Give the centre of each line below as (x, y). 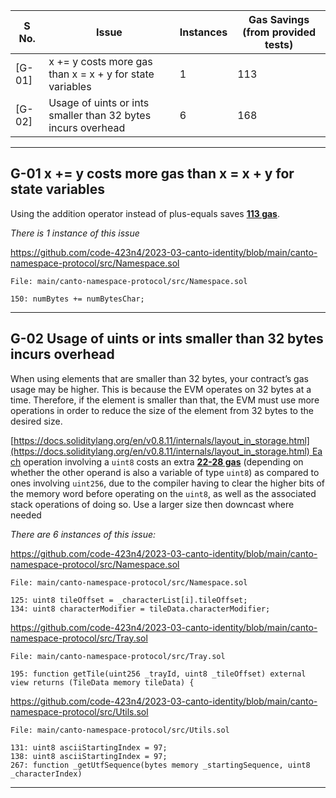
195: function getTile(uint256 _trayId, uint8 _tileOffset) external (158, 674)
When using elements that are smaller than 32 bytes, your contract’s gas (159, 378)
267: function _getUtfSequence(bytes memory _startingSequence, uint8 (160, 765)
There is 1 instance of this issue (75, 233)
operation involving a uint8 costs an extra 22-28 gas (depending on (163, 461)
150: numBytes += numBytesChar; (77, 299)
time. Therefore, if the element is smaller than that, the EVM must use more (165, 400)
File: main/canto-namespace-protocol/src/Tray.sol (118, 656)
